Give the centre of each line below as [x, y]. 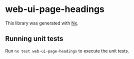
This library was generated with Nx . [42, 23]
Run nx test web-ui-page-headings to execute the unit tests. [67, 50]
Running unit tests [34, 39]
